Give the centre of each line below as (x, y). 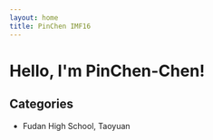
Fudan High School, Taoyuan (76, 126)
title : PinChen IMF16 (50, 26)
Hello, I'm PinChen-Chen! (107, 71)
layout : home (34, 18)
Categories (42, 104)
